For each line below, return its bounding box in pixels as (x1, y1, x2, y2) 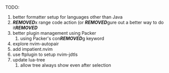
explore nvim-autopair (12, 41, 59, 47)
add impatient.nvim (12, 46, 53, 52)
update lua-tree (12, 57, 46, 62)
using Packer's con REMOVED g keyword (20, 35, 105, 41)
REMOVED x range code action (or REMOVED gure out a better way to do (12, 20, 164, 25)
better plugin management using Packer (12, 30, 97, 36)
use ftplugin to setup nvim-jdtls (12, 51, 78, 57)
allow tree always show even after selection (20, 62, 111, 68)
